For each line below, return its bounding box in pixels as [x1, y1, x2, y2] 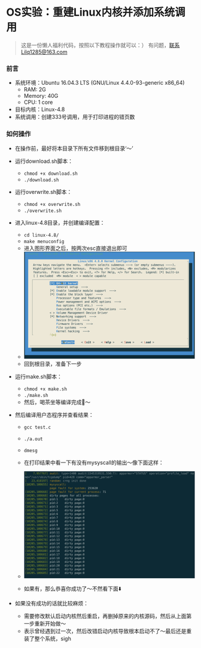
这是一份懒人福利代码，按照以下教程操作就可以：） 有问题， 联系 [20, 41, 180, 49]
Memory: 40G [23, 92, 59, 100]
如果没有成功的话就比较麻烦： [14, 600, 89, 607]
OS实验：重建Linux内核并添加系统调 [6, 5, 185, 19]
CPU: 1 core [23, 98, 53, 106]
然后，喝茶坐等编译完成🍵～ [23, 398, 91, 405]
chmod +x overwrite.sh [23, 201, 81, 207]
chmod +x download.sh [23, 171, 78, 177]
